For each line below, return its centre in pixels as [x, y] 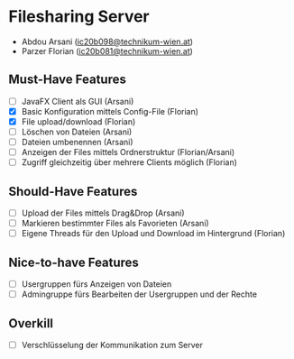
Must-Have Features [68, 80]
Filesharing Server [79, 17]
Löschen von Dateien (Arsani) [77, 132]
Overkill [31, 323]
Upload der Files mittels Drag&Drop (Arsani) [103, 213]
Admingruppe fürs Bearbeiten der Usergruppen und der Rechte [139, 294]
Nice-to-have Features [73, 262]
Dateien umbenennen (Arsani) [77, 142]
